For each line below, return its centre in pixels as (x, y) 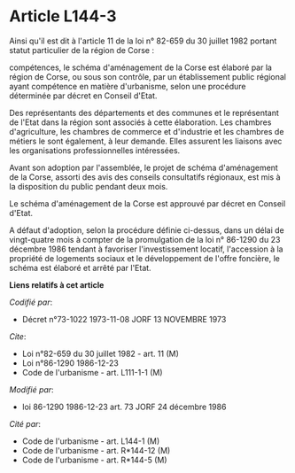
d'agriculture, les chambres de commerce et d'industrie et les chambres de (147, 131)
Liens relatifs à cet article (57, 284)
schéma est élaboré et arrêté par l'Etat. (81, 268)
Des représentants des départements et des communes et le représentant (144, 112)
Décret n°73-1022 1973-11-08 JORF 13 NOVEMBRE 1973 (124, 319)
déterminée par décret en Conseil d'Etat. (83, 96)
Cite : (18, 336)
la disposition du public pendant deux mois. (89, 186)
